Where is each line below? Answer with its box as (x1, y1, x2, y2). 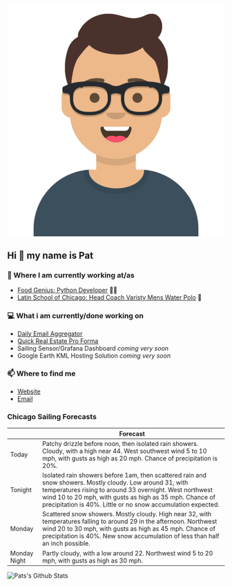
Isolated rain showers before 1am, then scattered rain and (42, 471, 207, 480)
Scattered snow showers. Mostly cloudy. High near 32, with (42, 510, 212, 518)
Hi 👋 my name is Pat (7, 249, 94, 261)
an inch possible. (42, 539, 90, 547)
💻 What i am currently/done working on (7, 311, 144, 321)
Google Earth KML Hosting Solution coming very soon (17, 351, 171, 360)
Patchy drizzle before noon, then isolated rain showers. (42, 439, 199, 447)
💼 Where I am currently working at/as (7, 270, 135, 280)
